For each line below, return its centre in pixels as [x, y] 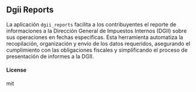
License [17, 70]
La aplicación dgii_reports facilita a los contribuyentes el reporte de [91, 24]
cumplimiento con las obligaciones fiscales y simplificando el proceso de [97, 50]
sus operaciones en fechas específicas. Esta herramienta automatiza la [95, 37]
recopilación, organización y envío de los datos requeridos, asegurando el [98, 43]
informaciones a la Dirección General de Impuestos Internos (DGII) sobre [96, 31]
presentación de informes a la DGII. [50, 56]
